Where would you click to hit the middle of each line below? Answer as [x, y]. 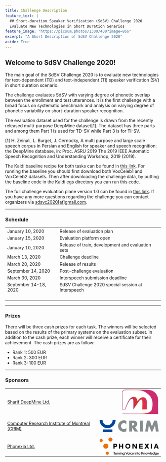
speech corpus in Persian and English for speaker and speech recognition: [81, 146]
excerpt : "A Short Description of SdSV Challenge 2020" [64, 37]
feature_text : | [22, 16]
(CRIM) [15, 428]
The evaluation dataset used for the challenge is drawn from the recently [79, 120]
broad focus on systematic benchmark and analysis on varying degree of [80, 105]
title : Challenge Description [36, 10]
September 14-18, [27, 285]
